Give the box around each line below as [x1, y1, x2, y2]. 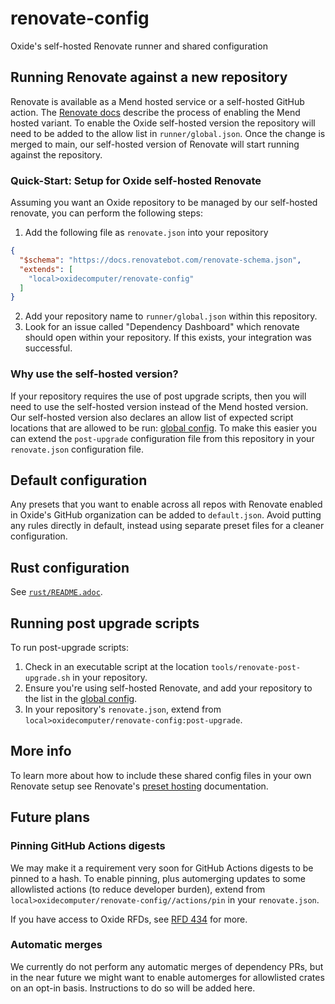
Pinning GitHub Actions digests [10, 839, 166, 853]
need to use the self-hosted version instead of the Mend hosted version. [10, 400, 309, 412]
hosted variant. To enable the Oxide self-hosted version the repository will [10, 117, 316, 129]
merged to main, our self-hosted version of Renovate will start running [10, 138, 300, 150]
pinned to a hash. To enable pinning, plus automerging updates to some [10, 872, 306, 884]
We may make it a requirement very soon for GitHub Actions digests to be [10, 862, 314, 874]
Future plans [10, 809, 90, 826]
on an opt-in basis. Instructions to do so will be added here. [10, 982, 256, 994]
